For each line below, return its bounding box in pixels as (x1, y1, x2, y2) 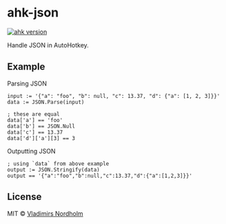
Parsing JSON (7, 79, 47, 88)
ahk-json (7, 5, 59, 21)
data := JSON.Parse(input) (7, 99, 85, 105)
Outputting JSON (7, 147, 56, 155)
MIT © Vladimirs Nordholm (7, 209, 84, 218)
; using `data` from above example (7, 160, 110, 167)
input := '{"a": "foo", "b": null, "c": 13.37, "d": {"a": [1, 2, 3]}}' (7, 92, 220, 99)
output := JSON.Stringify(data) (7, 166, 100, 173)
